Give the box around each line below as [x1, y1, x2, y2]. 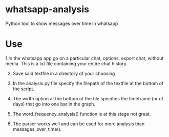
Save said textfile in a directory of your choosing [12, 70, 115, 76]
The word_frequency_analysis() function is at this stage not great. [12, 111, 151, 117]
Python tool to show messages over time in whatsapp [5, 20, 118, 26]
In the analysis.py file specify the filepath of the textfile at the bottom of [12, 80, 164, 86]
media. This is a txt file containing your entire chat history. [5, 60, 128, 67]
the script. [12, 86, 35, 92]
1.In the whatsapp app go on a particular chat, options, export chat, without [5, 55, 164, 61]
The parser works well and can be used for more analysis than [12, 121, 145, 127]
